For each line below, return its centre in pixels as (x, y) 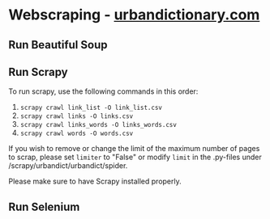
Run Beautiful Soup (58, 45)
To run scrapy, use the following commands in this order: (103, 91)
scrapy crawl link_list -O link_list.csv (91, 108)
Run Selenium (44, 206)
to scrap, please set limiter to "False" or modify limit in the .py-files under (135, 157)
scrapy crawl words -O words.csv (77, 134)
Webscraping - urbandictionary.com (134, 15)
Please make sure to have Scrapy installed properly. (95, 181)
